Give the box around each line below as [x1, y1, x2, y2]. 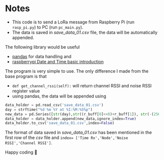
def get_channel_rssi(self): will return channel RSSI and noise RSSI [12, 82, 152, 88]
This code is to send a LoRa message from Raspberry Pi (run [12, 19, 135, 25]
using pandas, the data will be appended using [12, 93, 106, 99]
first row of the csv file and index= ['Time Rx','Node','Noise [5, 135, 128, 140]
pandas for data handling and [12, 53, 72, 59]
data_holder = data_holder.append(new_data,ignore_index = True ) [5, 116, 137, 121]
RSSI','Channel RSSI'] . [5, 140, 53, 146]
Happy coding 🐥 [5, 149, 38, 155]
